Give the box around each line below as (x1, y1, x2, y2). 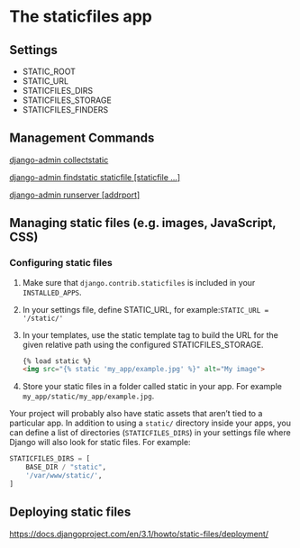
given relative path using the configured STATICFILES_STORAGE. (22, 339, 264, 350)
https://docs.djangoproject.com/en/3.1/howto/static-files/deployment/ (9, 528, 268, 539)
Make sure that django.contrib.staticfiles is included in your (22, 277, 256, 288)
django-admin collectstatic (9, 154, 109, 165)
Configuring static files (9, 257, 113, 269)
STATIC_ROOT (22, 66, 77, 77)
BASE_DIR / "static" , (25, 462, 106, 472)
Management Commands (9, 131, 155, 146)
